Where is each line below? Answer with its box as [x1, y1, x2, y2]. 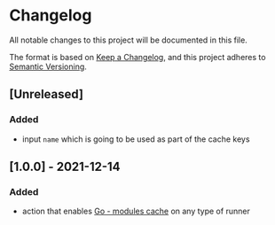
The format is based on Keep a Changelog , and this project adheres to [9, 51, 266, 62]
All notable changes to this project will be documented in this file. [9, 35, 248, 45]
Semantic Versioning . [9, 61, 87, 72]
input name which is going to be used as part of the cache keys [21, 134, 250, 144]
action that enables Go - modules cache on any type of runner [21, 206, 250, 217]
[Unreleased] [9, 87, 84, 102]
